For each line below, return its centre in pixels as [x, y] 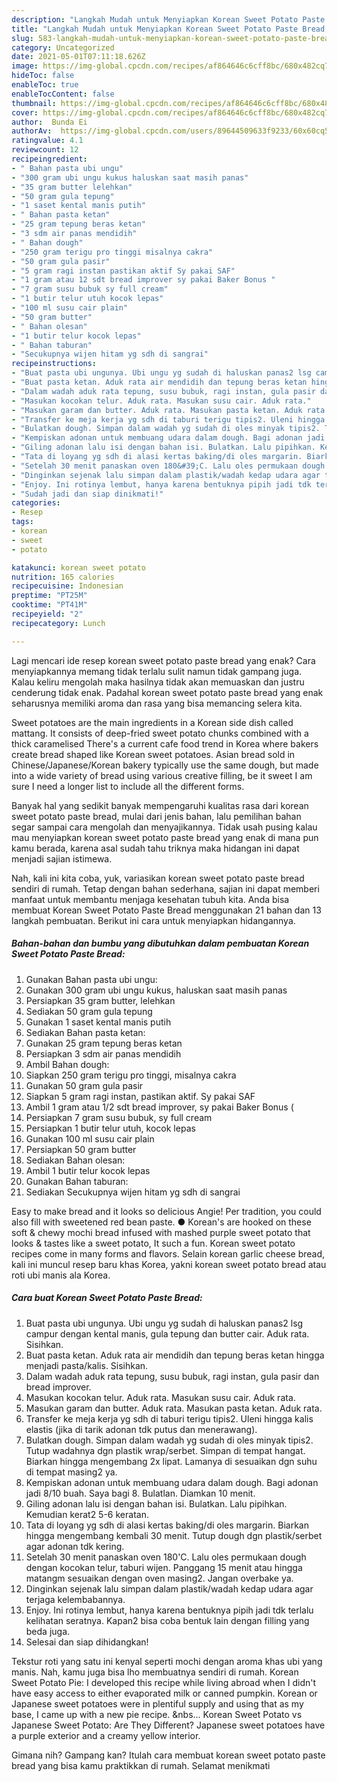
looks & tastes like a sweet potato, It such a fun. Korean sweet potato [153, 1243]
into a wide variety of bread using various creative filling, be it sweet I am [162, 775]
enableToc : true [45, 85]
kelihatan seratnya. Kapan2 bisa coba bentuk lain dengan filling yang [167, 1620]
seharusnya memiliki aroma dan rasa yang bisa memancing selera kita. [157, 703]
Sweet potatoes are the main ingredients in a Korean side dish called [152, 722]
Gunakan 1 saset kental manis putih [98, 1022]
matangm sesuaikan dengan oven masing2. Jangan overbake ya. [159, 1578]
